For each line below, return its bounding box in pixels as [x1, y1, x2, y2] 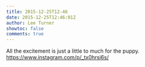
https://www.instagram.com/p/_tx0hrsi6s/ [6, 54, 109, 61]
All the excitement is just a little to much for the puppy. [6, 47, 140, 54]
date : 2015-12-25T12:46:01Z [6, 14, 76, 20]
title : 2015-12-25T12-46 [6, 8, 68, 15]
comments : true [6, 31, 44, 37]
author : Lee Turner [6, 20, 55, 26]
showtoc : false [6, 25, 44, 32]
